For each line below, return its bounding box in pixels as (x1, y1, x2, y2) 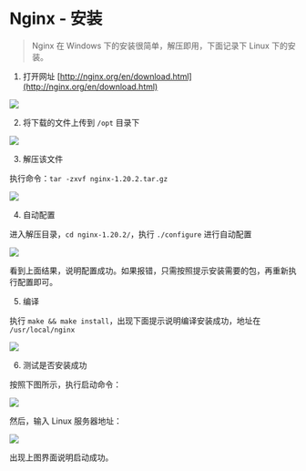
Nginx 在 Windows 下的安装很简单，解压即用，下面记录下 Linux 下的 (31, 40, 289, 51)
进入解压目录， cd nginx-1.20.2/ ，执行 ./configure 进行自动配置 (9, 229, 252, 240)
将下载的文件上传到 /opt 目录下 (22, 117, 140, 128)
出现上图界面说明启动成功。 (9, 452, 114, 463)
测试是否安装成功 (22, 359, 87, 370)
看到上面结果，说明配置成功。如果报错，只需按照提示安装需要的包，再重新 (9, 265, 289, 276)
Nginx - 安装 (9, 8, 103, 29)
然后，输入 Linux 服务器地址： (9, 415, 123, 426)
